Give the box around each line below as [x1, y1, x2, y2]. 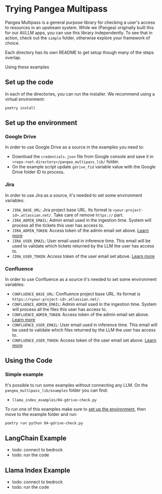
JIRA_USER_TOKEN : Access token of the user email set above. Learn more [12, 253, 155, 259]
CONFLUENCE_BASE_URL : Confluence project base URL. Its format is [12, 291, 141, 297]
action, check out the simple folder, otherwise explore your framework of [5, 35, 150, 41]
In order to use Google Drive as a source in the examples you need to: [5, 144, 144, 150]
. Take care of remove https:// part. [51, 212, 124, 218]
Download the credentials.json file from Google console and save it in [12, 154, 154, 160]
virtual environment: [5, 96, 45, 102]
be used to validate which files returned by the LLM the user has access [12, 327, 156, 333]
